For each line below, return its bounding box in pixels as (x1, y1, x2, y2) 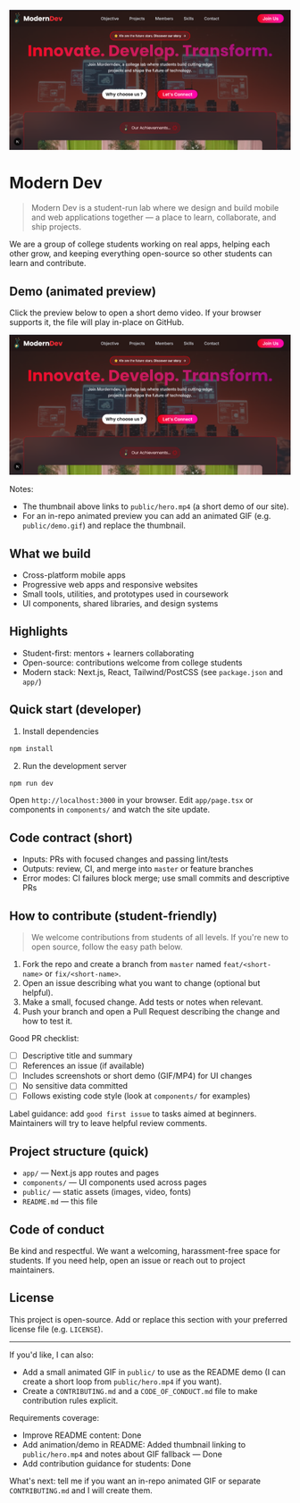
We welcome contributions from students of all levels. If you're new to (30, 932, 288, 943)
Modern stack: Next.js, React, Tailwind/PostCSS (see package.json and (21, 666, 284, 677)
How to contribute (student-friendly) (9, 908, 218, 923)
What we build (9, 546, 91, 561)
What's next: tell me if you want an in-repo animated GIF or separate (9, 1475, 262, 1486)
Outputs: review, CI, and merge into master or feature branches (21, 864, 254, 874)
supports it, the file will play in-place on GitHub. (9, 317, 185, 327)
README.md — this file (21, 1196, 98, 1207)
